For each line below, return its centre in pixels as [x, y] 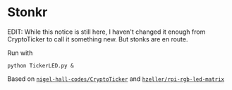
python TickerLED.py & [41, 65]
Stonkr [28, 12]
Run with [20, 53]
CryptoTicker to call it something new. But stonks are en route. [98, 39]
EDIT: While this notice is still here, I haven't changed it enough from [106, 32]
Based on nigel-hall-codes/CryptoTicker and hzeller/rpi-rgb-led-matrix [116, 79]
